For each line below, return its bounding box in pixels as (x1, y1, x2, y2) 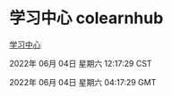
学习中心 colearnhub (9, 8, 164, 28)
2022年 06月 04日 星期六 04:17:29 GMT (9, 76, 157, 87)
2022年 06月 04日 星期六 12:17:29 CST (9, 58, 152, 68)
